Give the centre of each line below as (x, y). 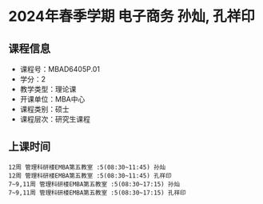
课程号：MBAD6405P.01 (60, 69)
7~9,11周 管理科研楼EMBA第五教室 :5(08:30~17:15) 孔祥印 (97, 193)
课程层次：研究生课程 (55, 119)
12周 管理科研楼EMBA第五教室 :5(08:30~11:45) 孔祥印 (90, 176)
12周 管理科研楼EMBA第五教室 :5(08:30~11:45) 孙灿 (87, 167)
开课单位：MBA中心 (52, 99)
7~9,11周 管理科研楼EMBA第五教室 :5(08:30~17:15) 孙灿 (94, 184)
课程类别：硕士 (44, 109)
